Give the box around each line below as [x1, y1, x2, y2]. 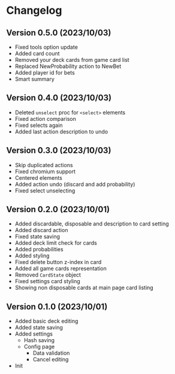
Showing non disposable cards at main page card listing [14, 284, 154, 292]
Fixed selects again [14, 121, 63, 129]
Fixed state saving [14, 233, 61, 241]
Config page [23, 343, 55, 351]
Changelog [6, 4, 62, 17]
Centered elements [14, 174, 63, 181]
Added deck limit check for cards [14, 239, 98, 247]
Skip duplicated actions [14, 161, 73, 168]
